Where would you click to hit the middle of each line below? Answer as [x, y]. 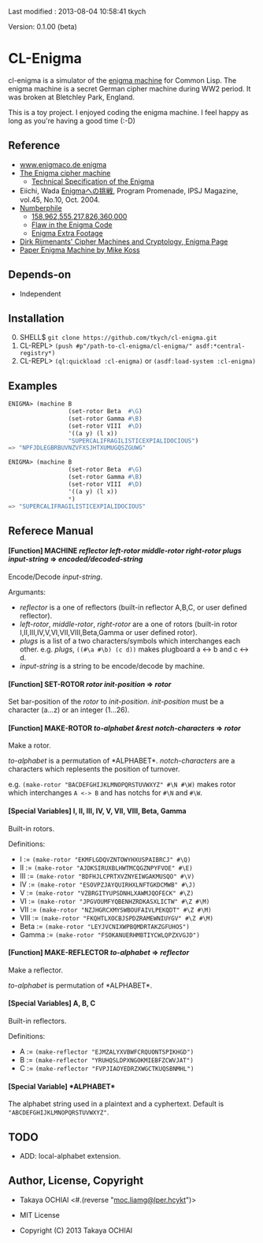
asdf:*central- [220, 346]
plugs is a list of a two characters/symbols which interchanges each [130, 641]
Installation [36, 318]
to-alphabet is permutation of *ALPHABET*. [80, 985]
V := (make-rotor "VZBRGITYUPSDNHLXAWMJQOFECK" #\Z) [107, 892]
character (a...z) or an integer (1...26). [69, 710]
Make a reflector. [35, 970]
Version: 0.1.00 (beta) [43, 26]
